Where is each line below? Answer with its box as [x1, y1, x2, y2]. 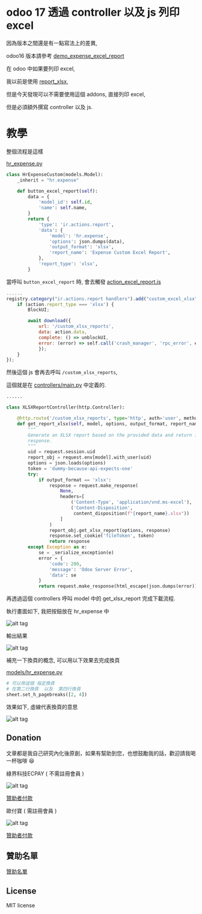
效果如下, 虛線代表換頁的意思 [6, 703, 78, 710]
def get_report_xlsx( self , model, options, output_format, [17, 421, 168, 427]
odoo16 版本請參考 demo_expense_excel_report [6, 52, 124, 59]
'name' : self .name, [38, 205, 87, 211]
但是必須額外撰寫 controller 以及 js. [6, 103, 93, 110]
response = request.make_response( [49, 483, 138, 489]
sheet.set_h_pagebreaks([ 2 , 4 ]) [6, 691, 87, 698]
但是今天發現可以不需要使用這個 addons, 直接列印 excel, [6, 90, 145, 98]
